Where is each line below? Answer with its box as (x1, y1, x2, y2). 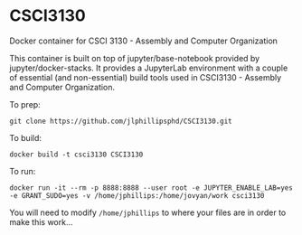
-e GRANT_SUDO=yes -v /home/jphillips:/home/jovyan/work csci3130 (9, 191, 265, 200)
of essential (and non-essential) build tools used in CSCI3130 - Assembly (9, 71, 282, 82)
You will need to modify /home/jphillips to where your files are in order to (9, 207, 287, 218)
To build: (9, 132, 42, 143)
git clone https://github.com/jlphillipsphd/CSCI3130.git (9, 117, 232, 126)
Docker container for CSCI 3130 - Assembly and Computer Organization (9, 35, 278, 46)
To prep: (9, 99, 41, 109)
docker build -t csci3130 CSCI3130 (9, 150, 144, 159)
